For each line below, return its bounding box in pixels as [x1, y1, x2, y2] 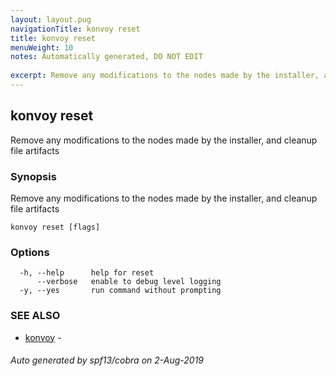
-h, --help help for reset [19, 268, 155, 278]
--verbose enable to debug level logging [36, 277, 222, 287]
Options [10, 245, 50, 259]
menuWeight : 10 [10, 42, 74, 53]
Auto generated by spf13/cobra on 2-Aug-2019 [10, 354, 205, 366]
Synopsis [10, 169, 57, 183]
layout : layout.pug [10, 14, 92, 25]
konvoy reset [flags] [10, 222, 101, 232]
